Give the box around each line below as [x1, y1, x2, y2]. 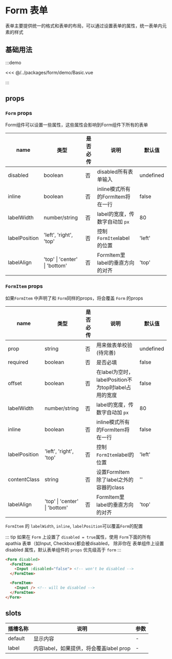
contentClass [8, 475, 40, 483]
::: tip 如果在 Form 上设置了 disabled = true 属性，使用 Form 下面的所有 [5, 534, 151, 540]
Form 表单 [5, 5, 48, 16]
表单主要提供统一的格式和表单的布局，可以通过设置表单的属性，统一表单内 [5, 23, 162, 29]
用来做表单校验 [96, 342, 133, 349]
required [8, 358, 29, 366]
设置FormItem [96, 468, 130, 475]
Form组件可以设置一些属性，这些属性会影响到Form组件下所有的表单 [5, 122, 148, 128]
